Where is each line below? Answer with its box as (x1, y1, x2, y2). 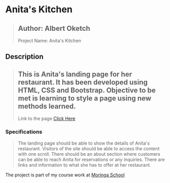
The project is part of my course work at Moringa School (5, 172, 125, 178)
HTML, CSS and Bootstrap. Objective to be (17, 86, 156, 94)
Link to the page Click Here (17, 115, 76, 121)
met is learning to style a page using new (17, 94, 152, 103)
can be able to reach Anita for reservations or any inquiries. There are (17, 156, 165, 162)
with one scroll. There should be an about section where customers (17, 151, 160, 157)
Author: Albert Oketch (17, 24, 91, 33)
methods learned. (17, 101, 76, 111)
